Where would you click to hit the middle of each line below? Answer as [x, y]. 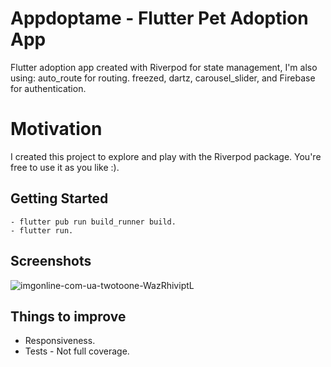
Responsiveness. [60, 341]
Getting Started [59, 198]
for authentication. [48, 88]
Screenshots [51, 261]
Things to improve [68, 316]
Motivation [56, 129]
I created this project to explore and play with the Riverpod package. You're [166, 156]
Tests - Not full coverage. [77, 351]
